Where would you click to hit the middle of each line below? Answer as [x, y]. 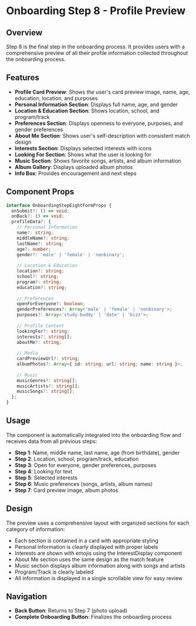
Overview [24, 33]
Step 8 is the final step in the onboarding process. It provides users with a [96, 47]
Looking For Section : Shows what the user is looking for [83, 154]
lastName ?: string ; [41, 244]
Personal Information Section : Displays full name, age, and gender [96, 104]
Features [23, 78]
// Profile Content [41, 326]
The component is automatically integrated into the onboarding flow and [94, 435]
